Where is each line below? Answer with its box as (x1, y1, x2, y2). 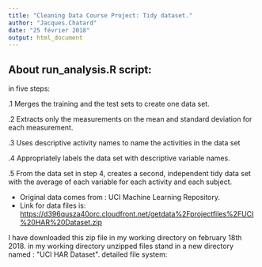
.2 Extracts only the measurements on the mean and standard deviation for (8, 115, 253, 124)
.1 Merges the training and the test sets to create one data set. (8, 100, 210, 109)
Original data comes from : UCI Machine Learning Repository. (19, 193, 220, 202)
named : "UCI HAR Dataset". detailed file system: (8, 250, 168, 259)
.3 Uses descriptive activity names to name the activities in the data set (8, 138, 241, 148)
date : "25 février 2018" (8, 26, 90, 34)
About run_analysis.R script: (8, 62, 152, 76)
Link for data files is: (19, 201, 86, 210)
